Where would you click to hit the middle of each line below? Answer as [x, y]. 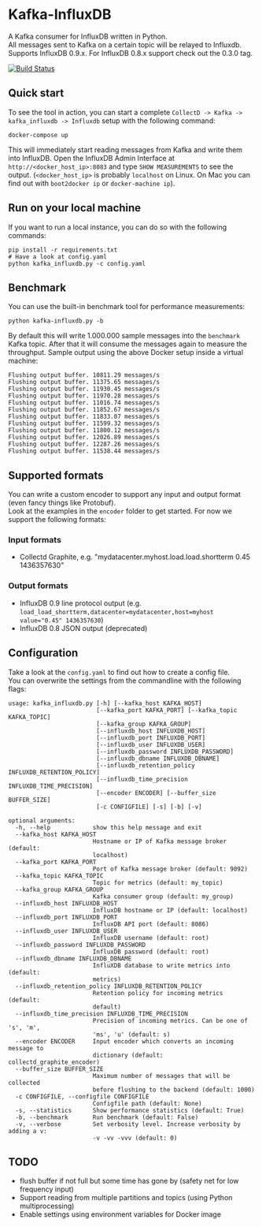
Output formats [38, 586]
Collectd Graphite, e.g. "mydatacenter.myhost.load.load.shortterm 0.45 [135, 557]
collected [24, 1083]
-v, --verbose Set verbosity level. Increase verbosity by [128, 1124]
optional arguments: [42, 820]
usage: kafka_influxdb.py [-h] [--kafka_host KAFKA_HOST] [105, 703]
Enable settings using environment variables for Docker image [120, 1214]
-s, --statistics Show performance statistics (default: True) [130, 1110]
